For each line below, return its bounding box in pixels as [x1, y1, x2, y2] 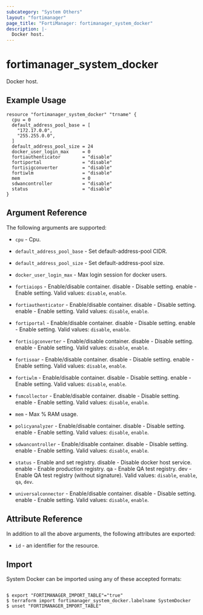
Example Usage [6, 95, 67, 106]
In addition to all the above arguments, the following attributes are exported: [6, 530, 196, 537]
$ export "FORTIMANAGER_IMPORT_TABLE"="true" [6, 593, 123, 599]
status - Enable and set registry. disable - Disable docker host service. [15, 458, 192, 466]
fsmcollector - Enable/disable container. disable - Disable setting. [15, 392, 180, 399]
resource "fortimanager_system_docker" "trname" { [6, 111, 137, 117]
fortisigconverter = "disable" [12, 165, 113, 171]
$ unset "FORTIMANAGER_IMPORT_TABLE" [6, 603, 102, 610]
